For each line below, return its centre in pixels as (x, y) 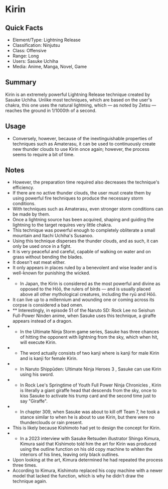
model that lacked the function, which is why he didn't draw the (78, 476)
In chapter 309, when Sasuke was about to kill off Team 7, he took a (90, 412)
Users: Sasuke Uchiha (35, 61)
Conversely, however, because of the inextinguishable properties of (82, 138)
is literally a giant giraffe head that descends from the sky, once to (88, 390)
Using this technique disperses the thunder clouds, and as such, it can (85, 241)
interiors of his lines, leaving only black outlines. (69, 455)
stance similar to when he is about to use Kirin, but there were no (87, 417)
